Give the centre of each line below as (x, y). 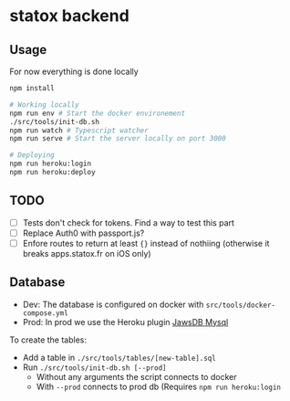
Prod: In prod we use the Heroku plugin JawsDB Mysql (125, 322)
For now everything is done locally (74, 71)
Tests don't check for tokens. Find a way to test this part (129, 222)
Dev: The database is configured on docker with (113, 304)
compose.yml (45, 313)
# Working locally (44, 105)
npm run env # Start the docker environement (97, 113)
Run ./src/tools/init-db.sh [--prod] (94, 367)
